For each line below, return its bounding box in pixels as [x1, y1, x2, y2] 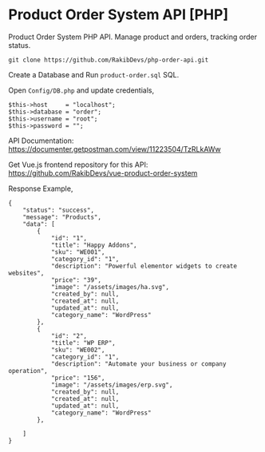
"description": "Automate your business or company [50, 359, 227, 368]
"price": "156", [50, 374, 105, 382]
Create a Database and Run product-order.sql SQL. [8, 69, 180, 79]
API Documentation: [8, 136, 74, 145]
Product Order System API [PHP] [8, 6, 229, 24]
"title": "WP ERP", [50, 339, 116, 347]
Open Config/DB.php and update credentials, [8, 85, 154, 95]
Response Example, [8, 184, 73, 193]
